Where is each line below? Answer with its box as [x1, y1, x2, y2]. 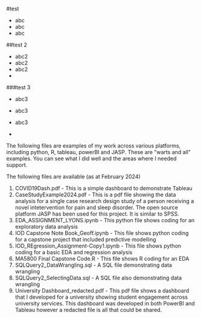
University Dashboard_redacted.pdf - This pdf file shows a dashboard [14, 287, 190, 294]
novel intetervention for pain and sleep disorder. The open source [14, 204, 178, 211]
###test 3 [6, 84, 31, 91]
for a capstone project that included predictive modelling [14, 236, 156, 243]
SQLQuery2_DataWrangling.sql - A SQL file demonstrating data [14, 261, 172, 269]
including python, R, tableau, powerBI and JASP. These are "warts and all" [6, 149, 191, 155]
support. [6, 161, 28, 168]
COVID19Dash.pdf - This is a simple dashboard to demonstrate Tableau [14, 185, 193, 192]
